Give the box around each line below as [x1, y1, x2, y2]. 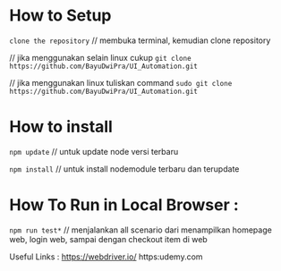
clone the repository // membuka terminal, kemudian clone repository [9, 35, 271, 46]
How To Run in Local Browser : [9, 195, 239, 216]
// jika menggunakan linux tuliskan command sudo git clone [9, 77, 233, 88]
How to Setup [9, 5, 112, 26]
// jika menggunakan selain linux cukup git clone [9, 52, 192, 63]
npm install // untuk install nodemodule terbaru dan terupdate [9, 163, 240, 174]
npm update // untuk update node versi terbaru [9, 146, 179, 157]
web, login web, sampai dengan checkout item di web [9, 233, 208, 244]
